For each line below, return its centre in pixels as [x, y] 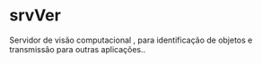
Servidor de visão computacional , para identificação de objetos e [131, 40]
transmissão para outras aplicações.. [78, 49]
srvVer [35, 16]
